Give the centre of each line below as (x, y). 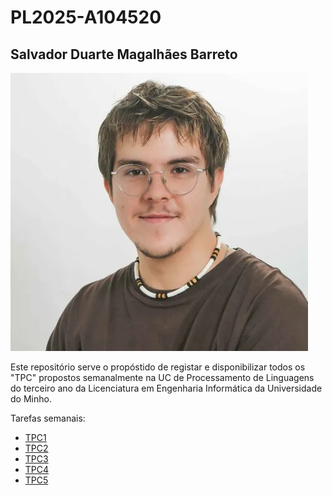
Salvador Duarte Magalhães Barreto (124, 54)
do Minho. (31, 399)
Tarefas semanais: (48, 418)
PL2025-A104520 (86, 17)
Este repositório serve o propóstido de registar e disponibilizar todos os (158, 367)
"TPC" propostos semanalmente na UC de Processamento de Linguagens (162, 377)
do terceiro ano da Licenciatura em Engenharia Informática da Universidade (166, 388)
